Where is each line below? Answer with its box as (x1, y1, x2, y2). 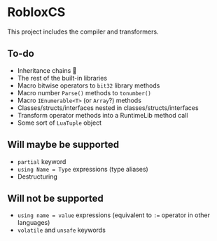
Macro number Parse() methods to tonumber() (17, 88, 152, 97)
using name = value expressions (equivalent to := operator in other (17, 211, 211, 219)
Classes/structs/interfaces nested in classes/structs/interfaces (17, 103, 199, 112)
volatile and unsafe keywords (17, 226, 106, 235)
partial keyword (17, 157, 66, 165)
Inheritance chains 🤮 (17, 66, 77, 74)
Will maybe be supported (7, 139, 120, 151)
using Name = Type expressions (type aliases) (17, 165, 148, 173)
